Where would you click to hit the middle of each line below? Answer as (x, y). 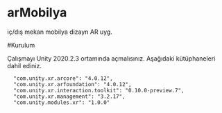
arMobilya (37, 13)
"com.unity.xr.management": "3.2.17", (70, 96)
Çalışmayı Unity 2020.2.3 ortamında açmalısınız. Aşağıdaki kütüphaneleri (111, 58)
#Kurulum (21, 45)
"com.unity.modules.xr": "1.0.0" (62, 102)
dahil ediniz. (24, 65)
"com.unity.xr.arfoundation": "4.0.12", (72, 84)
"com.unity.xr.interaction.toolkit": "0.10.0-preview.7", (99, 90)
